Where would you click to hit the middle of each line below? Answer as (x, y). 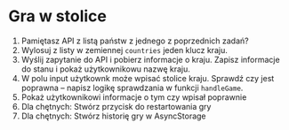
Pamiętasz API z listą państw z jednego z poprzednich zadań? (135, 41)
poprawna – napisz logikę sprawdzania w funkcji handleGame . (132, 88)
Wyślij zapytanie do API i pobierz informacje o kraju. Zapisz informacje (151, 59)
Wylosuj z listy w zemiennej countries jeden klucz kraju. (124, 50)
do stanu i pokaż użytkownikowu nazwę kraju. (105, 69)
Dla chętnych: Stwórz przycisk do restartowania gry (116, 106)
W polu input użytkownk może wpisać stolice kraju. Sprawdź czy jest (148, 78)
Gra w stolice (58, 16)
